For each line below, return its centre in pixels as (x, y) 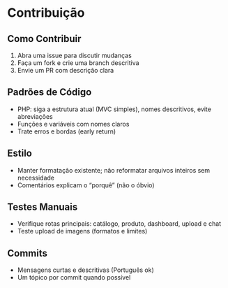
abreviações (35, 116)
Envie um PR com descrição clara (66, 70)
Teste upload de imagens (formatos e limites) (82, 231)
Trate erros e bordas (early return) (67, 131)
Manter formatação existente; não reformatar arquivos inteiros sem (114, 170)
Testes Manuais (43, 207)
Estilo (20, 153)
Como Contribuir (44, 39)
